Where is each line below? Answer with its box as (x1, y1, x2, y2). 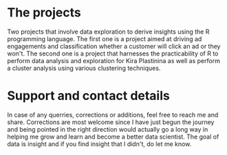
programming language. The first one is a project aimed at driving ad (7, 34, 202, 43)
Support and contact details (7, 88, 170, 104)
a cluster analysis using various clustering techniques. (7, 64, 161, 72)
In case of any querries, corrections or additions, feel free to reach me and (7, 110, 219, 119)
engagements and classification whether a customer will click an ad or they (7, 42, 221, 50)
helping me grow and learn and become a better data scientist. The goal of (7, 132, 219, 141)
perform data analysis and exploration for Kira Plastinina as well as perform (7, 56, 220, 64)
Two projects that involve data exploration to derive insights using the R (7, 27, 210, 36)
